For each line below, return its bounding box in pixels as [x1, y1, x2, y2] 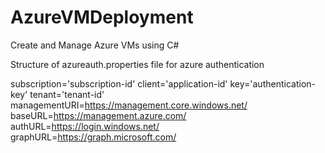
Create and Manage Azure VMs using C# [10, 39, 180, 51]
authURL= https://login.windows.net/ [10, 120, 160, 132]
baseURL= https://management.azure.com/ [10, 109, 187, 121]
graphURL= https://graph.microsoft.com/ [10, 131, 177, 143]
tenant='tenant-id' [29, 88, 105, 100]
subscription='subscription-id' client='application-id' [10, 77, 228, 90]
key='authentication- [229, 77, 316, 90]
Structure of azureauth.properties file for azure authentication [10, 58, 265, 70]
